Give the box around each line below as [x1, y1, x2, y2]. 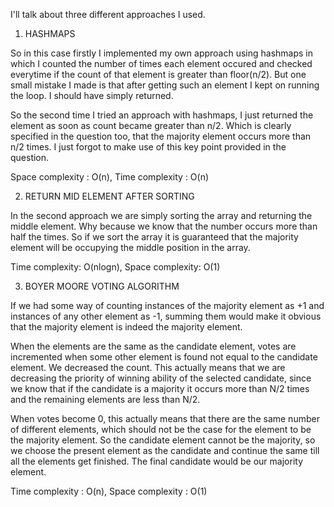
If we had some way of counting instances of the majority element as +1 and [10, 300, 325, 311]
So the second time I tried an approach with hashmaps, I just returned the [10, 109, 314, 121]
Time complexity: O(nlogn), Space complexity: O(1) [10, 261, 221, 273]
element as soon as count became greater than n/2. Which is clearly [10, 120, 292, 131]
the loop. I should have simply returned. [10, 90, 174, 101]
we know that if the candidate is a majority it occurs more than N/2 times [10, 383, 310, 394]
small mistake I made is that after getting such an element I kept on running [10, 79, 320, 91]
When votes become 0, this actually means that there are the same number [10, 413, 320, 424]
